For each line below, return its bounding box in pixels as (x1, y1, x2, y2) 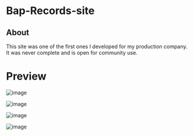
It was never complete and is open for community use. (6, 49, 138, 56)
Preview (6, 70, 47, 83)
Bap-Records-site (6, 4, 95, 18)
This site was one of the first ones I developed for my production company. (6, 43, 188, 50)
